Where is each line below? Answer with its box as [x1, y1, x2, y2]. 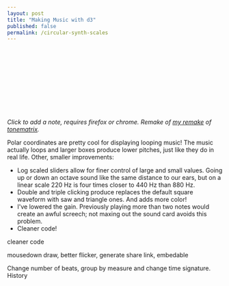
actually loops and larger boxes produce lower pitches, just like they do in [7, 146, 214, 154]
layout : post [7, 10, 44, 17]
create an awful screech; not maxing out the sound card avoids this [16, 210, 207, 218]
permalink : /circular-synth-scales [7, 29, 109, 36]
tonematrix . [7, 125, 40, 133]
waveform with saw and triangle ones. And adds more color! [16, 196, 187, 204]
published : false [7, 23, 57, 29]
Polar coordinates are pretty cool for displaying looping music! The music [7, 138, 214, 147]
